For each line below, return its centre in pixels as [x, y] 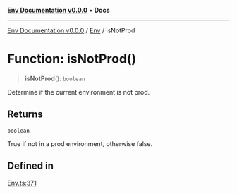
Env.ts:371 [22, 183]
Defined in [31, 166]
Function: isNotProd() [72, 59]
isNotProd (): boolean [55, 78]
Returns [25, 115]
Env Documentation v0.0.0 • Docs [59, 10]
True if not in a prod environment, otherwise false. [80, 143]
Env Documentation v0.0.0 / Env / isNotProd [71, 30]
